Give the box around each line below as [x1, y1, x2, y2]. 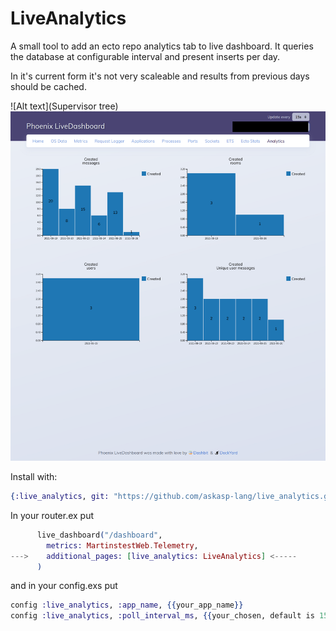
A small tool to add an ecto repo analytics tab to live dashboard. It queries [10, 40, 314, 52]
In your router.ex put [10, 509, 95, 521]
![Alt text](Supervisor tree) [10, 100, 119, 112]
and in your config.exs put [10, 580, 118, 592]
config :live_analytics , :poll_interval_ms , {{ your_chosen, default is [10, 611, 315, 621]
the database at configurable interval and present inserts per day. [10, 50, 281, 62]
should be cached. [10, 80, 87, 92]
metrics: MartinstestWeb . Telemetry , [46, 540, 199, 551]
